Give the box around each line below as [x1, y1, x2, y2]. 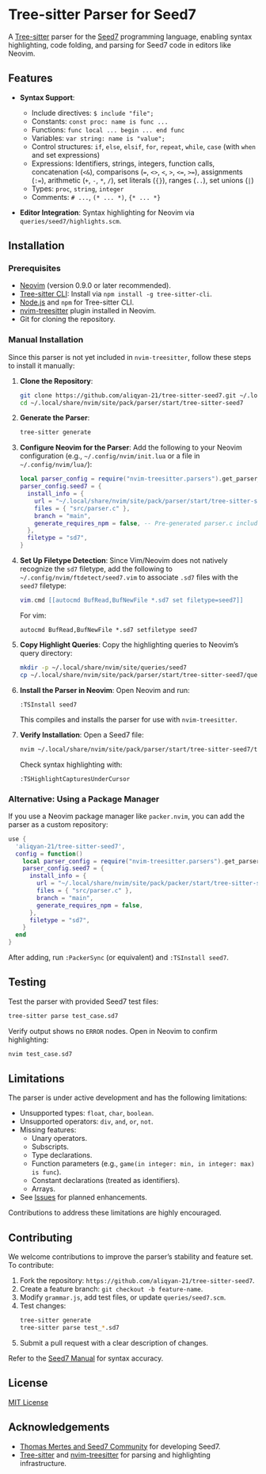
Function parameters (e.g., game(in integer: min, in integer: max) [31, 1159, 255, 1169]
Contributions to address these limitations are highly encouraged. [8, 1208, 222, 1218]
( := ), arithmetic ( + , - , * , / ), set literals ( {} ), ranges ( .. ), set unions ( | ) [31, 175, 255, 185]
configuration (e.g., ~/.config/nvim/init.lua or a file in [19, 451, 200, 461]
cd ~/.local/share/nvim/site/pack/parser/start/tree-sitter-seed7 [19, 399, 244, 407]
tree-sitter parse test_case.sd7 [8, 1012, 119, 1020]
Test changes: [19, 1301, 66, 1311]
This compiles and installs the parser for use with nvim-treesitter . [19, 714, 237, 724]
